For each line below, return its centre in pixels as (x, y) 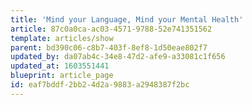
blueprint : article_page (62, 76)
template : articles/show (62, 38)
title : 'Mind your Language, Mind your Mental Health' (127, 19)
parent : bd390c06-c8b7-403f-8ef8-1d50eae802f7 (109, 47)
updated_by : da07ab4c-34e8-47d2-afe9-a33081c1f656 (118, 57)
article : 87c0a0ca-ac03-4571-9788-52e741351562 (111, 29)
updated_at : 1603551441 (60, 66)
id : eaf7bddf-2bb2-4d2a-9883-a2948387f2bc (100, 85)
